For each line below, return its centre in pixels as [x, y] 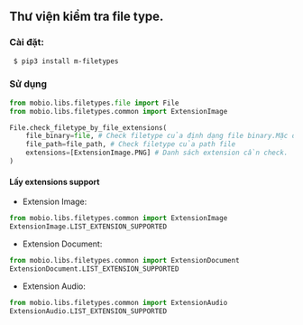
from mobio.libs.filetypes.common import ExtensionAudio [119, 302]
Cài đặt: [27, 42]
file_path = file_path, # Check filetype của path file [131, 144]
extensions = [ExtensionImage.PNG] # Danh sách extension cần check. [157, 153]
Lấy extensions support [55, 181]
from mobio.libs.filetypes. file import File [94, 103]
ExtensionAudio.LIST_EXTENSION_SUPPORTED [88, 311]
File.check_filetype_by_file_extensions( [88, 127]
